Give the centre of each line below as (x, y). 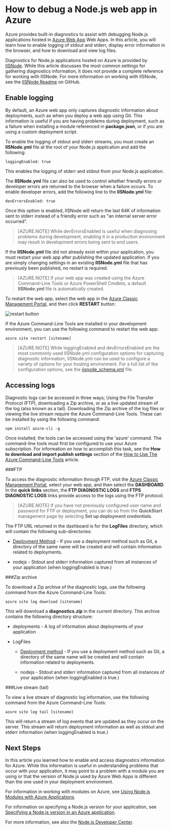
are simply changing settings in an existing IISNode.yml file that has (76, 262)
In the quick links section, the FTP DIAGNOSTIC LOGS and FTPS (73, 490)
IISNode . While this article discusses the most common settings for (75, 66)
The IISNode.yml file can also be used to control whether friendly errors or (84, 181)
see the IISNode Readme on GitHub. (43, 82)
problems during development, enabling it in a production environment (91, 236)
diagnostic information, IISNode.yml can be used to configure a (84, 358)
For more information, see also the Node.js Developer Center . (69, 822)
